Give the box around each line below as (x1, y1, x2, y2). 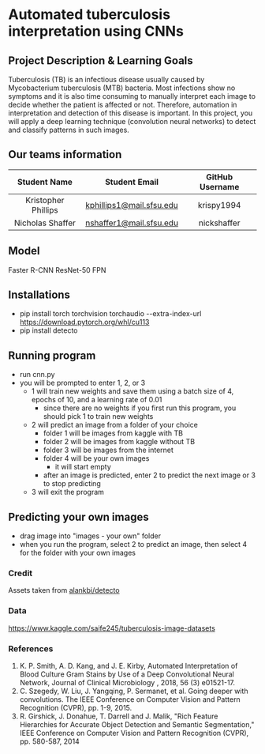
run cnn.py (19, 370, 55, 379)
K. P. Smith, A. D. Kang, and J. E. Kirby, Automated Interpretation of (19, 661, 238, 670)
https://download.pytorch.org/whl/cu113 (19, 318, 150, 327)
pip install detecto (19, 326, 78, 335)
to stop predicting (43, 479, 101, 488)
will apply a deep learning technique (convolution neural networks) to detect (8, 117, 256, 126)
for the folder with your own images (19, 548, 136, 558)
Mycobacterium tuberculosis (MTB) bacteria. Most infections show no (8, 83, 236, 92)
